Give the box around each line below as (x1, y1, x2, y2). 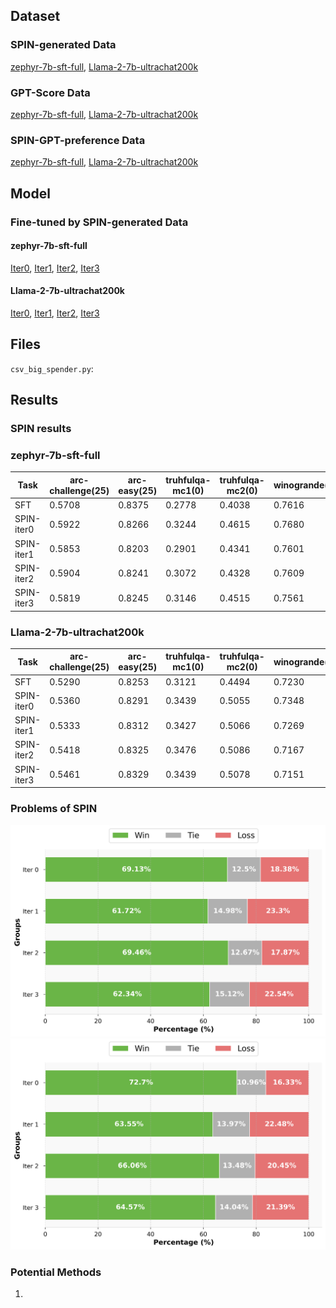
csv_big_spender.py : (10, 362, 94, 374)
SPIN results (10, 422, 72, 436)
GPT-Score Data (10, 85, 91, 99)
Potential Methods (10, 1265, 102, 1279)
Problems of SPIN (10, 802, 98, 816)
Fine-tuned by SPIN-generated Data (10, 215, 189, 229)
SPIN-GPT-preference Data (10, 133, 146, 147)
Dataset (10, 8, 61, 25)
